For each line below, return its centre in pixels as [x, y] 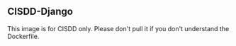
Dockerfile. [23, 36]
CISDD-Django [40, 12]
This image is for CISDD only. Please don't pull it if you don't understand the [118, 28]
